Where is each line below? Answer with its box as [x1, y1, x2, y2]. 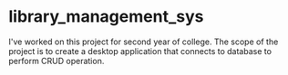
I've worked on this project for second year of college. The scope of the [8, 36, 279, 47]
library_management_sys [8, 6, 204, 27]
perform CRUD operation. [8, 55, 105, 66]
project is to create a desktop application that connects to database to [8, 45, 273, 56]
